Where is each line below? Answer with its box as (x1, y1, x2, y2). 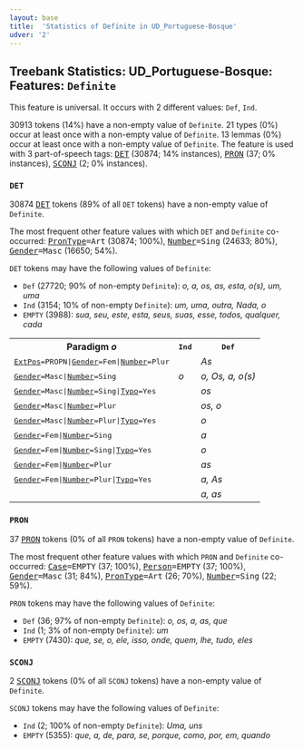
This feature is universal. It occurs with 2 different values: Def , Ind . (9, 102, 258, 113)
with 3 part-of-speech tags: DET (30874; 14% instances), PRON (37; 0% (9, 149, 276, 160)
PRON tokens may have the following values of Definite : (9, 598, 216, 608)
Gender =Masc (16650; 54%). (9, 246, 118, 257)
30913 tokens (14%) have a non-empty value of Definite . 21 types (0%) (9, 120, 279, 131)
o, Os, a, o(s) (200, 370, 256, 383)
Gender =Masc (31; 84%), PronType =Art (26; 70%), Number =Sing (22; (9, 570, 277, 581)
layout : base (9, 13, 59, 23)
